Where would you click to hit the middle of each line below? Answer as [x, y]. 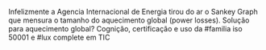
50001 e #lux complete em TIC [59, 37]
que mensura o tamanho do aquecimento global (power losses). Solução [129, 20]
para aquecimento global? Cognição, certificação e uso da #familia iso [126, 29]
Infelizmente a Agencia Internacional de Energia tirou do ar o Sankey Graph [133, 12]
